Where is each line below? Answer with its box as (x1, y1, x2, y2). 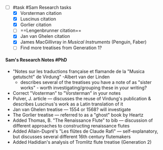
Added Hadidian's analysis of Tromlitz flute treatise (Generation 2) (12, 139, 152, 145)
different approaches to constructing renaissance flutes (12, 122, 130, 128)
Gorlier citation (20, 22, 52, 28)
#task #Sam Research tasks (12, 5, 71, 10)
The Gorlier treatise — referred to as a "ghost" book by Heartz (12, 112, 144, 118)
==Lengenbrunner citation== (20, 28, 81, 34)
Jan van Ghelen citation (20, 33, 70, 39)
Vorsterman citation (20, 10, 62, 16)
